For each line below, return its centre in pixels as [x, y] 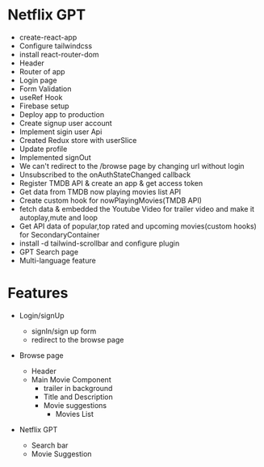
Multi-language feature [57, 260]
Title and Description [78, 397]
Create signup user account [65, 123]
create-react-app [48, 37]
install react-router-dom [59, 54]
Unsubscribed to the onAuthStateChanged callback [105, 175]
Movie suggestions [75, 405]
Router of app [42, 71]
